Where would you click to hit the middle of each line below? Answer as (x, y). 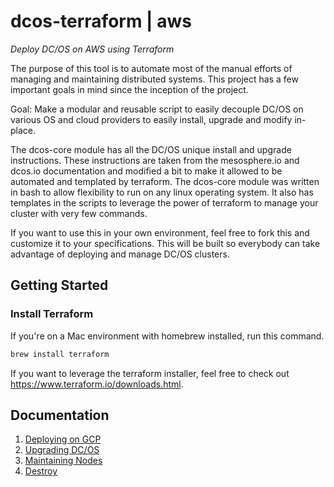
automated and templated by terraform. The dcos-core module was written (165, 181)
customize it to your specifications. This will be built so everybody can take (165, 243)
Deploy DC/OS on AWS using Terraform (92, 49)
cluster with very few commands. (79, 213)
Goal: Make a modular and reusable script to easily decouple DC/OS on (157, 109)
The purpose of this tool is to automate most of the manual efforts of (151, 68)
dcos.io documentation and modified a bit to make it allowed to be (146, 171)
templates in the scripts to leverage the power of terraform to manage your (164, 202)
